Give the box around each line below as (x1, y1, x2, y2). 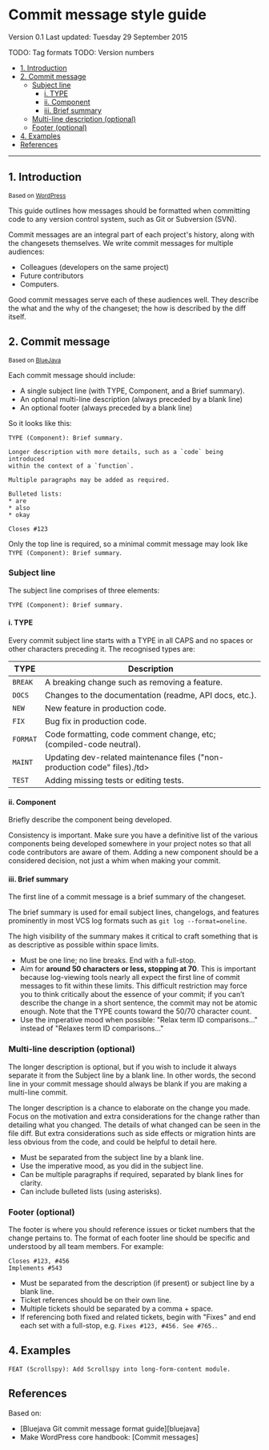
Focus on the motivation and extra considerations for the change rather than (8, 1111, 260, 1121)
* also (8, 504, 30, 512)
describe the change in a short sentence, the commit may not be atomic (19, 998, 258, 1008)
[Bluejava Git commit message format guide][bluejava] (19, 1424, 200, 1433)
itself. (8, 311, 26, 321)
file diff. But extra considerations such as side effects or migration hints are (8, 1128, 256, 1138)
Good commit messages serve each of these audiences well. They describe (8, 295, 259, 304)
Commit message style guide (8, 6, 207, 24)
